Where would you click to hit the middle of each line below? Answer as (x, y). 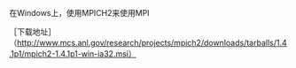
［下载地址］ (32, 32)
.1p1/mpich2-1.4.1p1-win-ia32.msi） (73, 54)
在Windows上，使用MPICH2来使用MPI (79, 13)
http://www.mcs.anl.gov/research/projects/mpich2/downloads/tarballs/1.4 (152, 43)
